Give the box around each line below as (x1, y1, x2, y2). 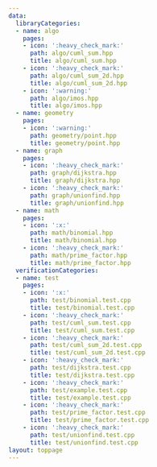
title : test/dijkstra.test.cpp (29, 371, 135, 379)
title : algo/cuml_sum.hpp (29, 57, 117, 65)
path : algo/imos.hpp (29, 94, 99, 102)
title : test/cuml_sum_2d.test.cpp (29, 349, 147, 357)
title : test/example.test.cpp (29, 394, 131, 402)
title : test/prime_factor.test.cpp (29, 416, 150, 424)
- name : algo (15, 27, 60, 35)
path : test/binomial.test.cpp (29, 296, 131, 304)
